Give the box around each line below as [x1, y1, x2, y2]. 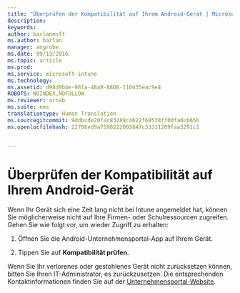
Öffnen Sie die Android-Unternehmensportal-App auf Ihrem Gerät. [17, 234, 213, 243]
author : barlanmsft [7, 30, 66, 38]
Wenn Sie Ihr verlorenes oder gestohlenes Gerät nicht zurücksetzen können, [7, 262, 233, 271]
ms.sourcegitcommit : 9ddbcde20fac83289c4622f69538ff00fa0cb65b [7, 116, 200, 124]
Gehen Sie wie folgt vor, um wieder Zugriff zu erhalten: [7, 221, 169, 229]
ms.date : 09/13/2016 [7, 51, 69, 58]
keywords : [7, 24, 37, 31]
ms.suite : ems [7, 104, 50, 111]
